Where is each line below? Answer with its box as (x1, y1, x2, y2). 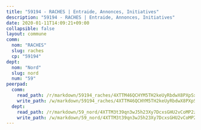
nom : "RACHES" (11, 43, 47, 49)
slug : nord (11, 70, 39, 76)
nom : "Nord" (11, 64, 42, 71)
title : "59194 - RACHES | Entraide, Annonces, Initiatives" (6, 8, 160, 15)
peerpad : (6, 81, 28, 87)
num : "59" (11, 75, 36, 81)
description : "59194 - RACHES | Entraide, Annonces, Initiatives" (6, 14, 175, 20)
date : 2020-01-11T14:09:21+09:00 (6, 20, 90, 26)
